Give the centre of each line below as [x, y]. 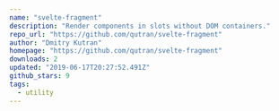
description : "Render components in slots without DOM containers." [140, 26]
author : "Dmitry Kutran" [56, 43]
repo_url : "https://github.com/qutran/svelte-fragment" [116, 34]
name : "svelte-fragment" [56, 17]
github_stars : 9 [39, 76]
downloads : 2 [34, 59]
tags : [19, 84]
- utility [35, 92]
